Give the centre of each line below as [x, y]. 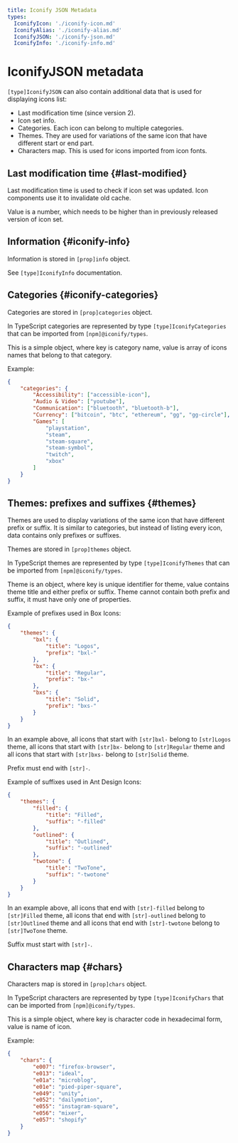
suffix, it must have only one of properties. [69, 600]
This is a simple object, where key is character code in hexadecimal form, [115, 1019]
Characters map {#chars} [65, 967]
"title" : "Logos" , [72, 647]
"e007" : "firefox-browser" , [74, 1067]
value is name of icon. [40, 1027]
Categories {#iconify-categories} [83, 295]
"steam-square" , [69, 442]
